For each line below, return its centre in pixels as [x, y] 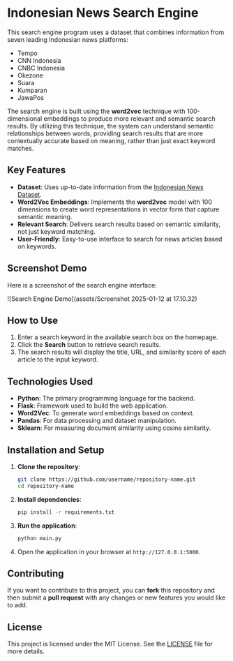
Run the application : [47, 526]
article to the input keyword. [58, 359]
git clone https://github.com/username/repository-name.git [106, 480]
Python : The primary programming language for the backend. [106, 399]
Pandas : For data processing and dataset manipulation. [97, 421]
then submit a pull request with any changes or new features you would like [116, 597]
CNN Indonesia [39, 60]
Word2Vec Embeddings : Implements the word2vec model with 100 [115, 202]
